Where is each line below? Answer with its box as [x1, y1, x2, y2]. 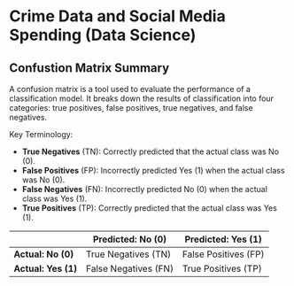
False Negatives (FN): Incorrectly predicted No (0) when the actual [21, 184, 268, 194]
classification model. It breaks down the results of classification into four [9, 93, 275, 104]
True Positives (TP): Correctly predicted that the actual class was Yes [21, 203, 277, 213]
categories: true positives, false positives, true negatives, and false [9, 103, 254, 112]
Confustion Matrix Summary [9, 60, 170, 75]
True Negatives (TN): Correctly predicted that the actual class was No [21, 146, 280, 157]
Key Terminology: [9, 129, 73, 139]
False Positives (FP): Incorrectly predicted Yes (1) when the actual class [21, 166, 285, 175]
